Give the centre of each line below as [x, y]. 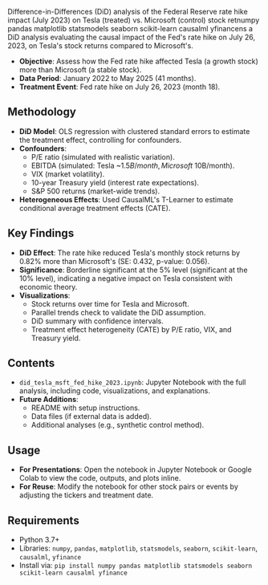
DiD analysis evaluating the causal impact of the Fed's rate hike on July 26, [132, 37]
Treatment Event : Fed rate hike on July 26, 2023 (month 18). [120, 87]
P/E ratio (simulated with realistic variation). [103, 156]
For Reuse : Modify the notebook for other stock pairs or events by [128, 487]
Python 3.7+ [39, 540]
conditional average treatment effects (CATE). [95, 208]
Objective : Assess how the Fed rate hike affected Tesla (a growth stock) [138, 61]
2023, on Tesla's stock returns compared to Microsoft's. [100, 46]
